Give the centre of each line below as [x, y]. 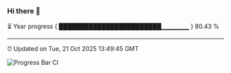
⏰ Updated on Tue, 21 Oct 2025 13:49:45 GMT [73, 49]
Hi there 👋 [24, 11]
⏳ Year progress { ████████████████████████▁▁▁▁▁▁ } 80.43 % [113, 26]
